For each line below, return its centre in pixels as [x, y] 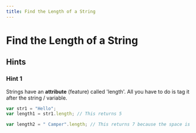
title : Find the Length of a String [51, 11]
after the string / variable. [37, 98]
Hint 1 [14, 79]
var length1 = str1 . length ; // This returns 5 [64, 114]
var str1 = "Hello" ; [31, 108]
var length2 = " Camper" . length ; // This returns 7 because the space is [98, 125]
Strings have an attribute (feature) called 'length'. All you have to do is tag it [98, 91]
